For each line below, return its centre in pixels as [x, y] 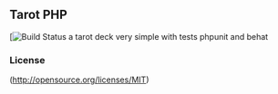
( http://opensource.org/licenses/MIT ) [79, 80]
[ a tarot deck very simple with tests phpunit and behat [139, 36]
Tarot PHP [39, 15]
